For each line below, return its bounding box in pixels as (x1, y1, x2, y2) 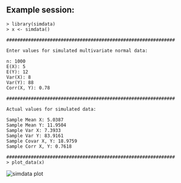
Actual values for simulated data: (6, 106, 97, 112)
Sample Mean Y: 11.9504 (6, 122, 67, 128)
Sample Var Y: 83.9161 (6, 133, 64, 139)
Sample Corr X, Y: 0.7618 (6, 143, 72, 150)
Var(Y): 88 (6, 79, 34, 86)
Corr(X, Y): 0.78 (6, 85, 50, 91)
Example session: (6, 5, 75, 15)
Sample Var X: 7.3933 (6, 127, 61, 133)
